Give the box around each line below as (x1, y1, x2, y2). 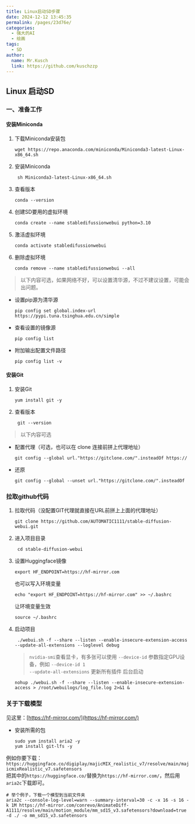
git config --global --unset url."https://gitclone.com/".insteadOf (14, 478, 185, 484)
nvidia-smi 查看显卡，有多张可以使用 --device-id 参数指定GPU (29, 653, 180, 660)
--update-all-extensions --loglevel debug (14, 642, 120, 648)
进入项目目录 (14, 534, 46, 542)
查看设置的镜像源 (14, 324, 56, 331)
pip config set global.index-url (14, 308, 96, 314)
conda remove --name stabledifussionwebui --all (14, 265, 135, 271)
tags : (6, 42, 19, 47)
